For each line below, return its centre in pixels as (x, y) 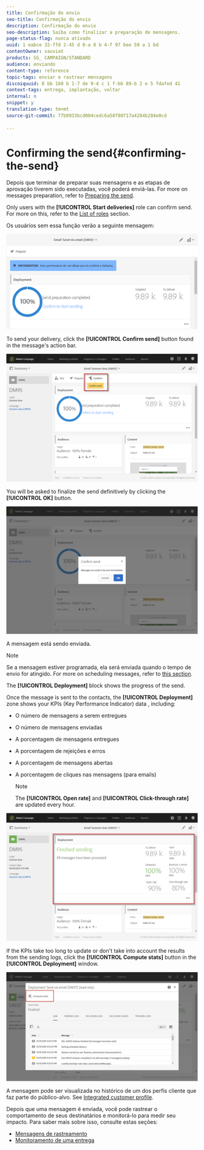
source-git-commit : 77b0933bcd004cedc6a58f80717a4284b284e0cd (87, 116)
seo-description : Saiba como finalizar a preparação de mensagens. (93, 32)
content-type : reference (38, 71)
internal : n (21, 96)
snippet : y (20, 103)
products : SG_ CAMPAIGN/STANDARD (49, 58)
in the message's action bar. (42, 345)
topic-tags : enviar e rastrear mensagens (59, 77)
